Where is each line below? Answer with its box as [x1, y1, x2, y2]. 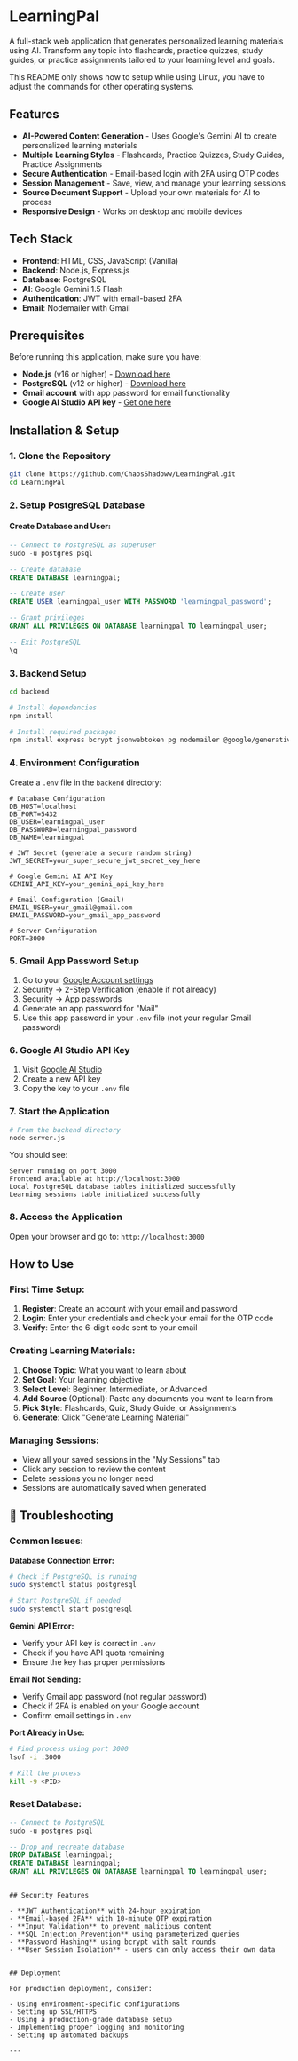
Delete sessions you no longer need [21, 1472, 153, 1484]
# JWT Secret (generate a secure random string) [9, 848, 192, 858]
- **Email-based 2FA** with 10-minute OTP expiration [9, 1914, 213, 1923]
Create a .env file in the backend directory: [9, 777, 162, 788]
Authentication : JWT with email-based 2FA [21, 293, 183, 304]
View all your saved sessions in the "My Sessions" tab [21, 1454, 220, 1464]
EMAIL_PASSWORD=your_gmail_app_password [9, 910, 161, 920]
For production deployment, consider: [9, 1985, 153, 1994]
